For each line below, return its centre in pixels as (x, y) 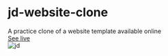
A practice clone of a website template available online (85, 31)
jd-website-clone (58, 12)
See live (19, 38)
